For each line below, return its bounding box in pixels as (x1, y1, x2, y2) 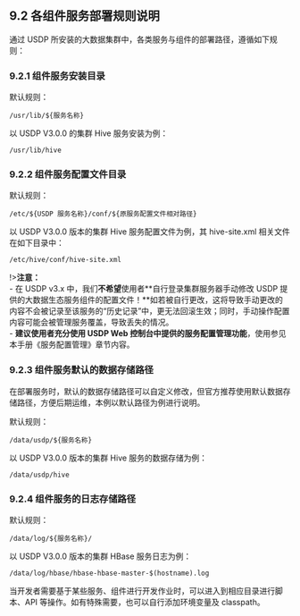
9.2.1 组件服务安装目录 (9, 70, 105, 82)
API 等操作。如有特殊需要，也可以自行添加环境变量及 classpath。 (24, 597, 265, 607)
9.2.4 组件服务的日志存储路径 (9, 493, 137, 505)
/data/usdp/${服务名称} (9, 435, 92, 444)
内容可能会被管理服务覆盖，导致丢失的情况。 (9, 316, 174, 328)
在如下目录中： (9, 238, 64, 249)
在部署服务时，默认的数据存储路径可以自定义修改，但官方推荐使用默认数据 (9, 385, 283, 396)
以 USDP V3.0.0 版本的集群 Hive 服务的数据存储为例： (9, 452, 208, 463)
